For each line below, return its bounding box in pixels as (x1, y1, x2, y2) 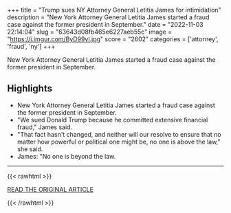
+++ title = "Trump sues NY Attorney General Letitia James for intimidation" (7, 6, 221, 14)
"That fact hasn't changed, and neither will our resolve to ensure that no (16, 130, 221, 138)
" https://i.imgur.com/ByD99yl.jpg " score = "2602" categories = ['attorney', (7, 35, 219, 43)
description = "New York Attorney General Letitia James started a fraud (7, 13, 210, 21)
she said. (16, 144, 43, 153)
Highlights (7, 82, 53, 95)
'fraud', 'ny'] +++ (7, 43, 56, 50)
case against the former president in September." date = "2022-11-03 (7, 21, 204, 28)
